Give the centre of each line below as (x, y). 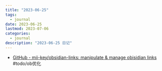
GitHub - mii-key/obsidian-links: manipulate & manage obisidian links (85, 57)
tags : (11, 15)
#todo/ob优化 (27, 63)
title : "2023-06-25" (27, 10)
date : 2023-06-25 (24, 24)
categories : (18, 33)
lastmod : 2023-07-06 (27, 29)
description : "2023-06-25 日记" (39, 43)
